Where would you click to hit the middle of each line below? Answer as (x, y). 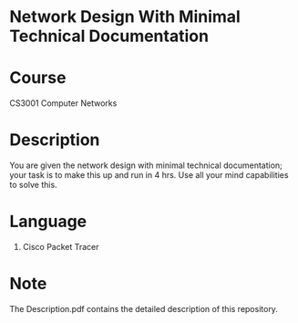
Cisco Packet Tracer (61, 247)
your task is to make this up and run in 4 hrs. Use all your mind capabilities (149, 175)
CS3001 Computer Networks (63, 103)
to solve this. (33, 185)
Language (48, 222)
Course (38, 78)
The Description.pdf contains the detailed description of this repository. (144, 308)
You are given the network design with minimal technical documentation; (146, 165)
